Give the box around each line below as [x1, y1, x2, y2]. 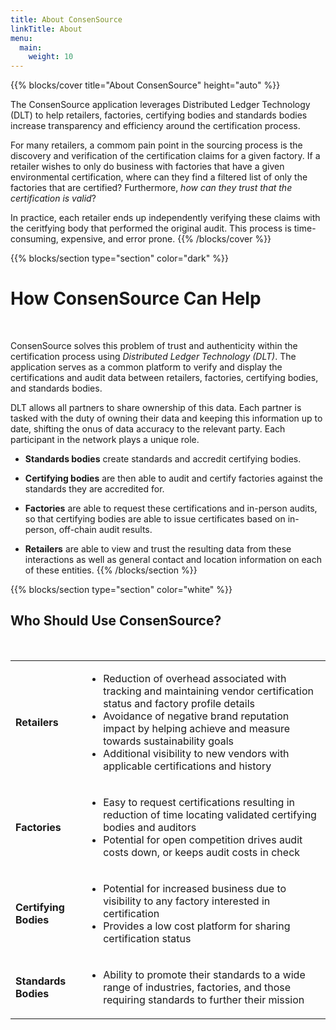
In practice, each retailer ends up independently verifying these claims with [10, 212, 321, 224]
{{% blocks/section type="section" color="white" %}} [10, 584, 233, 596]
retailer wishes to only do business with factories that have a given [10, 161, 285, 173]
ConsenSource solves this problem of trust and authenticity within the [10, 340, 298, 352]
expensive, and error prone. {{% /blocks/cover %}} [60, 233, 272, 245]
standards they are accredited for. [24, 483, 165, 495]
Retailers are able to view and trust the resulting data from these [24, 543, 292, 555]
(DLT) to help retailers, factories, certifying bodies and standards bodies [10, 109, 308, 121]
